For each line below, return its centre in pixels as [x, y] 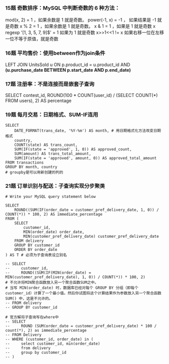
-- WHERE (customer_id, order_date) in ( [49, 339]
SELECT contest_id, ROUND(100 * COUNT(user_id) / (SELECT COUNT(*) [81, 95]
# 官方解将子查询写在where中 [32, 317]
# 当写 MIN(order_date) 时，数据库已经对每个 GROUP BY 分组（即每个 [72, 288]
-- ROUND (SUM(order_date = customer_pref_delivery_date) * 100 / [81, 326]
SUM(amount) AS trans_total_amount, [53, 154]
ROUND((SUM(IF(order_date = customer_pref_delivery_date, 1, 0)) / [87, 210]
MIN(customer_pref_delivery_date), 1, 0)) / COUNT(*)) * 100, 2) [75, 277]
